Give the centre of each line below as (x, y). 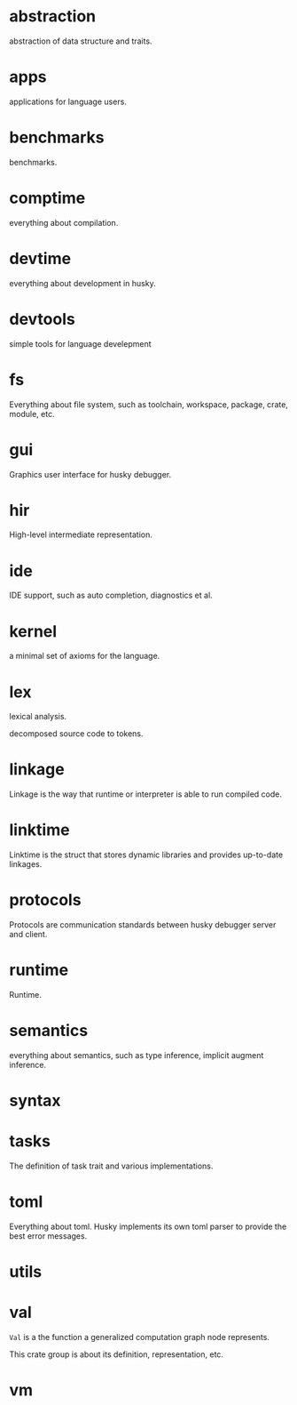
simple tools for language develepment (80, 343)
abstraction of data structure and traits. (81, 41)
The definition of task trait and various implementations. (111, 1166)
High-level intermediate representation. (81, 534)
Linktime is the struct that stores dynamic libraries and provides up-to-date (146, 855)
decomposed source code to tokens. (76, 734)
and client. (28, 935)
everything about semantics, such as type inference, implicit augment (137, 1055)
